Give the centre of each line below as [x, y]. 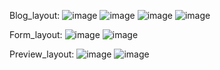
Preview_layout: [42, 54]
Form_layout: [36, 34]
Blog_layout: [35, 15]
